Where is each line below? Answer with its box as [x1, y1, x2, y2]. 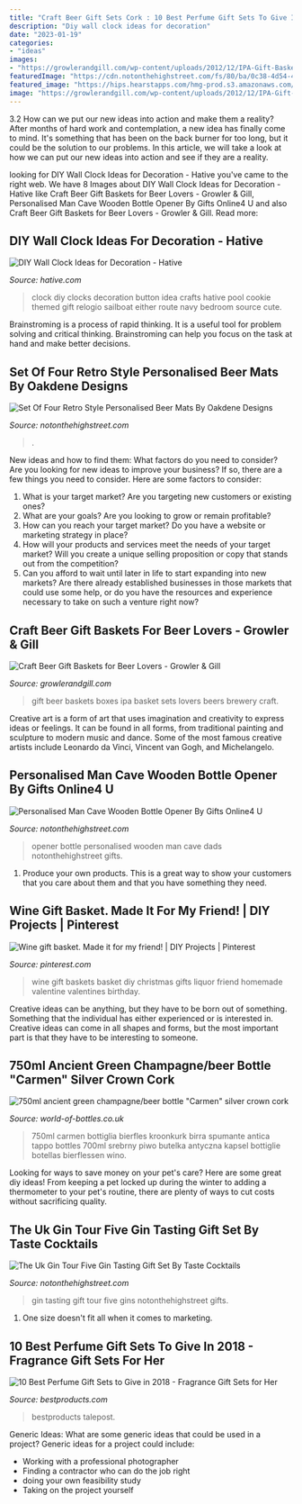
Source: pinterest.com [9, 958, 92, 969]
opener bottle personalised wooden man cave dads [31, 840, 223, 851]
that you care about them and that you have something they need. [22, 877, 267, 888]
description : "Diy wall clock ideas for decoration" [9, 22, 211, 31]
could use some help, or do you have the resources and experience [22, 587, 273, 598]
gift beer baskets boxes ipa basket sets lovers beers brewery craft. [31, 695, 280, 706]
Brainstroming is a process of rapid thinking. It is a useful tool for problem [9, 319, 281, 330]
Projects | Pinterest [9, 918, 120, 933]
